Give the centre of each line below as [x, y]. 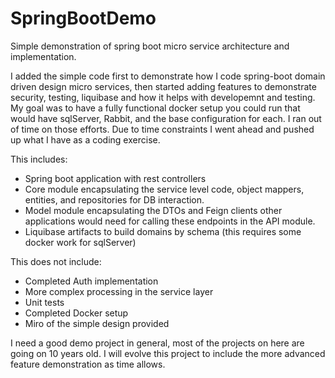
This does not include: [56, 261]
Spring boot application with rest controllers [115, 178]
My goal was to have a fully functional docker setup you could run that [155, 108]
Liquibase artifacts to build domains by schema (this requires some [163, 231]
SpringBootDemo [83, 18]
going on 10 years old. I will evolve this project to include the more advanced [168, 353]
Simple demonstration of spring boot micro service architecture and [150, 46]
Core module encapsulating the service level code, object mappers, [164, 189]
